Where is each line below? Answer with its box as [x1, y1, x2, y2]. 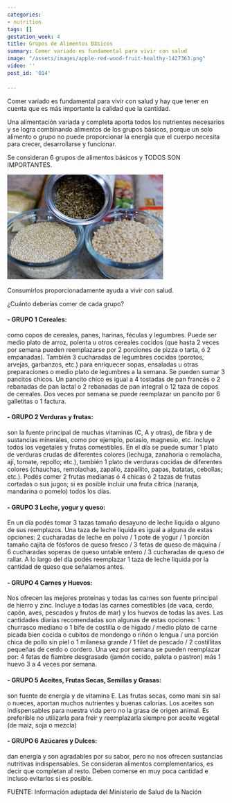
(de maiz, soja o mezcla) [7, 721, 78, 729]
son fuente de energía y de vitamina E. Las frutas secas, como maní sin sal [7, 691, 220, 700]
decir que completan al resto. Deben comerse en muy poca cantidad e [7, 766, 209, 775]
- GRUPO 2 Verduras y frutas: [7, 413, 93, 421]
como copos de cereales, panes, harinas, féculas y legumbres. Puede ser [7, 330, 217, 339]
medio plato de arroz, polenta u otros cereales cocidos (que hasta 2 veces [7, 338, 220, 346]
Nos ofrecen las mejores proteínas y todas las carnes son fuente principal [7, 594, 218, 602]
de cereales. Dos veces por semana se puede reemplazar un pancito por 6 [7, 389, 220, 398]
